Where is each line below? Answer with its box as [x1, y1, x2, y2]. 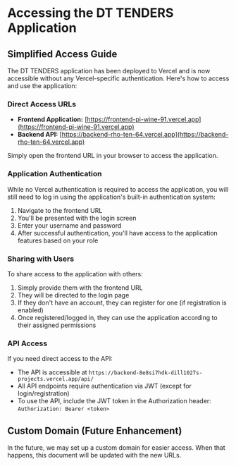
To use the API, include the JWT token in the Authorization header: [17, 397, 211, 405]
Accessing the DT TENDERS [7, 5, 174, 21]
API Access [7, 338, 48, 348]
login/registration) [17, 389, 70, 398]
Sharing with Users [7, 254, 75, 264]
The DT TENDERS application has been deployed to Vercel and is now [7, 67, 211, 75]
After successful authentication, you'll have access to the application [17, 228, 218, 237]
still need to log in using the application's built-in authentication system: [7, 192, 216, 201]
